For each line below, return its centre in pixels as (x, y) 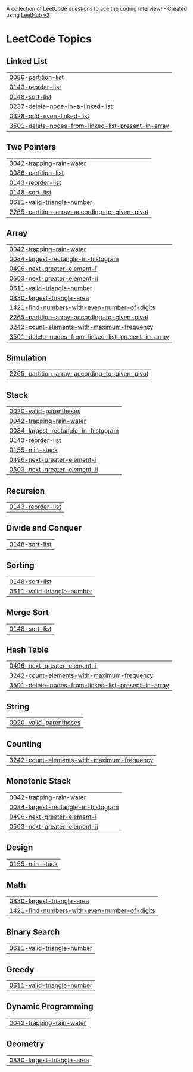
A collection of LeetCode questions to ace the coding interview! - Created (97, 9)
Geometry (25, 1044)
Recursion (26, 491)
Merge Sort (28, 613)
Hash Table (27, 649)
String (18, 706)
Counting (24, 744)
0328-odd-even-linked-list (49, 116)
